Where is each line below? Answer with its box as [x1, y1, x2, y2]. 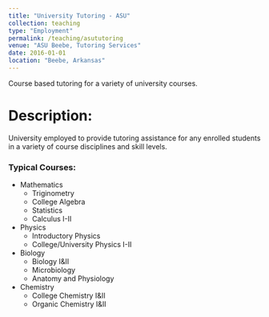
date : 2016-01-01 [8, 49, 66, 57]
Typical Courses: [8, 161, 76, 173]
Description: [8, 107, 93, 125]
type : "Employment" [8, 26, 74, 35]
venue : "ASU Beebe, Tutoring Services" [8, 42, 142, 50]
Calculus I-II [31, 214, 72, 224]
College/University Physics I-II [31, 240, 132, 250]
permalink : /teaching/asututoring [8, 34, 124, 43]
